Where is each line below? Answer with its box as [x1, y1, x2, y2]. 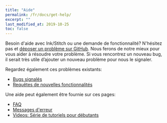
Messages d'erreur [12, 107, 53, 113]
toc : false [5, 26, 28, 32]
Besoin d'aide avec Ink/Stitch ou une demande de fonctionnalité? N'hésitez [5, 40, 162, 46]
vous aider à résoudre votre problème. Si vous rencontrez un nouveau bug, [5, 51, 162, 57]
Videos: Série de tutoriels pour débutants [12, 112, 99, 118]
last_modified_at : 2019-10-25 [5, 21, 70, 27]
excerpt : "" [5, 17, 30, 22]
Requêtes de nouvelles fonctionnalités [12, 82, 93, 88]
